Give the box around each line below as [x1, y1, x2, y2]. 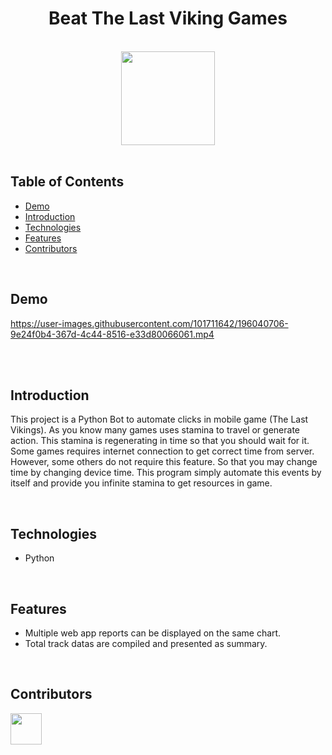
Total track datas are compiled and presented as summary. [24, 638, 268, 649]
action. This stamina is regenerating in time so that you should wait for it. [10, 435, 310, 447]
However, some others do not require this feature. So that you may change [10, 456, 318, 468]
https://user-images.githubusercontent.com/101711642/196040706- [10, 317, 289, 329]
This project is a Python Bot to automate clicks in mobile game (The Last [10, 413, 309, 426]
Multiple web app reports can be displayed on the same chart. [24, 627, 282, 639]
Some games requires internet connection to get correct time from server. [10, 445, 315, 457]
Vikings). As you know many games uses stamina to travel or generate [10, 424, 300, 436]
